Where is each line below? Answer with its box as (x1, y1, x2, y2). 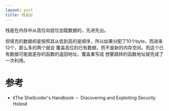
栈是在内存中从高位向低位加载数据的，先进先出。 (5, 27, 109, 33)
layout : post (5, 7, 33, 13)
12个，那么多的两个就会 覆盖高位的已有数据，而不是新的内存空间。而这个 (5, 44, 160, 50)
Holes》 (12, 101, 27, 107)
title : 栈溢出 (5, 12, 33, 17)
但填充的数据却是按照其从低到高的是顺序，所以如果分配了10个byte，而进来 (5, 38, 163, 44)
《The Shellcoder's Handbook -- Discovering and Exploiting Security (12, 95, 156, 101)
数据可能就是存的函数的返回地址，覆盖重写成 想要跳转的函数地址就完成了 (9, 51, 164, 57)
